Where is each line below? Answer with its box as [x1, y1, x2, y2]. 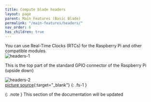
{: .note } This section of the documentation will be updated [5, 91, 124, 97]
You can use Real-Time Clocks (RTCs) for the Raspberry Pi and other [5, 43, 142, 48]
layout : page [5, 12, 31, 16]
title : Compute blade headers [5, 7, 66, 12]
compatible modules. [5, 48, 47, 54]
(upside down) [5, 68, 34, 73]
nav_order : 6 [5, 25, 31, 30]
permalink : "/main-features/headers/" [5, 20, 83, 26]
